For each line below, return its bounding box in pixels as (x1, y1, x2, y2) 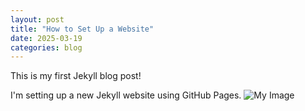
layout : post (10, 14, 65, 25)
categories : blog (10, 42, 83, 53)
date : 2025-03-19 (10, 33, 83, 43)
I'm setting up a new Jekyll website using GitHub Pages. (10, 89, 242, 101)
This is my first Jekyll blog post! (10, 70, 142, 82)
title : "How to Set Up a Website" (10, 24, 155, 34)
